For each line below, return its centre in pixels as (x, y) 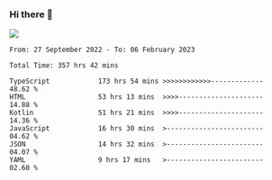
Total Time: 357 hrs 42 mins (64, 66)
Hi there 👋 (32, 14)
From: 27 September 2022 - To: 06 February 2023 (102, 50)
